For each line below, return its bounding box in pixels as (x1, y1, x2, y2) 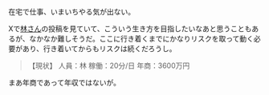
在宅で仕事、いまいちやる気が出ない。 (8, 7, 135, 16)
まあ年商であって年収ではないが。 (8, 78, 120, 87)
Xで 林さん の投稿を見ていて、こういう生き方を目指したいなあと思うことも (8, 24, 252, 34)
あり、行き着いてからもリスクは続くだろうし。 (22, 44, 177, 53)
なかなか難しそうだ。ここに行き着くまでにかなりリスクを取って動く (29, 34, 255, 43)
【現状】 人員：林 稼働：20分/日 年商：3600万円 (27, 61, 190, 70)
